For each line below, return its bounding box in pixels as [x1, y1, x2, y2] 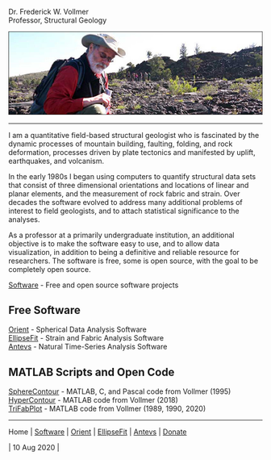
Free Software [8, 303, 81, 317]
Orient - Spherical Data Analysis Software [8, 324, 147, 334]
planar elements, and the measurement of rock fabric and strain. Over [8, 189, 240, 199]
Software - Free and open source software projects [8, 280, 179, 290]
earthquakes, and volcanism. [8, 156, 105, 165]
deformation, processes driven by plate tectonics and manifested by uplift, [8, 147, 256, 157]
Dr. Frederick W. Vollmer [8, 7, 89, 16]
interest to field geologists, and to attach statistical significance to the [8, 206, 240, 215]
